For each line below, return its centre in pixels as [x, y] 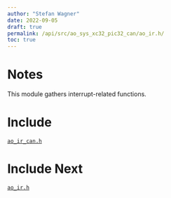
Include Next [45, 169]
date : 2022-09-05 [33, 20]
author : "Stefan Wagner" [43, 14]
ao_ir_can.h [25, 141]
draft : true [25, 27]
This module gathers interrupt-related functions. [77, 94]
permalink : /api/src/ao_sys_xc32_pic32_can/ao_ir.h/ [86, 33]
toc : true [22, 40]
